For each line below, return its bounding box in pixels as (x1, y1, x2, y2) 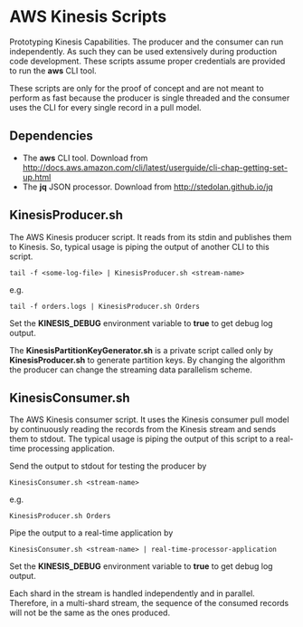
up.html (22, 171, 52, 182)
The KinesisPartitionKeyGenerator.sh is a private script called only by (9, 344, 274, 355)
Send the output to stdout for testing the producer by (9, 460, 207, 472)
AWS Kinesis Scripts (9, 6, 167, 27)
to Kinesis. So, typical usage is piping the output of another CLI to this (9, 241, 270, 252)
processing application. (27, 443, 115, 454)
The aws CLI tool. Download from (22, 152, 148, 163)
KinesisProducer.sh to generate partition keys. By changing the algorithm (9, 354, 286, 365)
